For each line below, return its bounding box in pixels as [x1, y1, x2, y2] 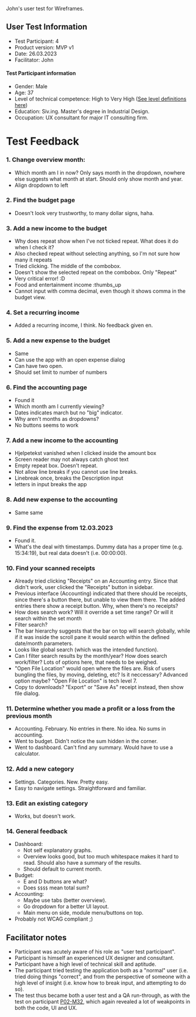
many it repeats [14, 256, 53, 263]
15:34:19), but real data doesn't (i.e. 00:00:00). [14, 549, 128, 556]
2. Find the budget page [6, 196, 75, 205]
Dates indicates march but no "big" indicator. [14, 409, 123, 416]
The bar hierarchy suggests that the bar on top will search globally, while [14, 627, 191, 634]
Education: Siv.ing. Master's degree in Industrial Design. [14, 108, 150, 115]
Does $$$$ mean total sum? [23, 884, 90, 891]
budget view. [14, 294, 46, 301]
